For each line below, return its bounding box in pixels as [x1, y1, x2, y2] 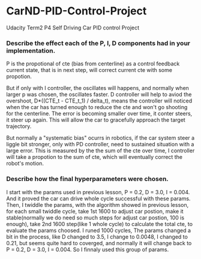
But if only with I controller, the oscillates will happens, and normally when [6, 85, 189, 92]
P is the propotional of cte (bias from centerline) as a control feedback [6, 60, 180, 67]
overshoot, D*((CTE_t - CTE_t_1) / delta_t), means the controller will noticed [6, 97, 193, 104]
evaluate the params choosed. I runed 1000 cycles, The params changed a [6, 227, 191, 234]
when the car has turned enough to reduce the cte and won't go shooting [6, 104, 188, 111]
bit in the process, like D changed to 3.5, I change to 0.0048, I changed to [6, 233, 188, 240]
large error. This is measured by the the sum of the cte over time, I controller [6, 147, 195, 154]
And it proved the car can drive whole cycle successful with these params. [6, 195, 191, 202]
